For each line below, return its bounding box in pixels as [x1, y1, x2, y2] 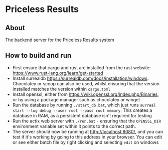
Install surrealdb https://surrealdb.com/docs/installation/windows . [12, 75, 149, 81]
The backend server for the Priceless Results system [5, 37, 114, 43]
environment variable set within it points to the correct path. [12, 123, 136, 129]
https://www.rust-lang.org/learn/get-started [12, 70, 103, 76]
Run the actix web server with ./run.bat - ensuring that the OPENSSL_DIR [12, 118, 161, 124]
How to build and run [5, 51, 72, 60]
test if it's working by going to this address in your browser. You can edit [12, 134, 162, 140]
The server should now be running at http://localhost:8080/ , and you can [12, 128, 163, 134]
